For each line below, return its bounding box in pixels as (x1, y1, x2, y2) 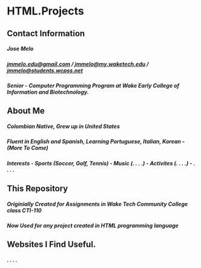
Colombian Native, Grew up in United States (7, 123, 120, 130)
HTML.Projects (7, 4, 84, 18)
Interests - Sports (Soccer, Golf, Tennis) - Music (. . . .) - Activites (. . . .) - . (7, 159, 196, 167)
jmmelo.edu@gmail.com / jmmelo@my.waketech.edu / (7, 60, 149, 68)
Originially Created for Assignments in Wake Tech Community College (7, 200, 188, 208)
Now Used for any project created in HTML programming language (7, 222, 179, 229)
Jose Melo (7, 45, 34, 53)
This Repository (7, 183, 68, 194)
